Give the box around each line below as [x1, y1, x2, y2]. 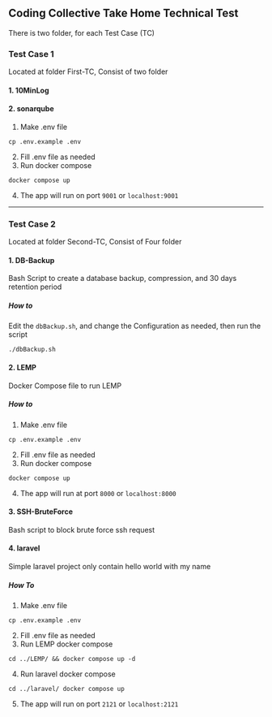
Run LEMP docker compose [19, 639, 113, 649]
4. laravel [8, 543, 40, 553]
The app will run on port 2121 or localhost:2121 [19, 698, 179, 709]
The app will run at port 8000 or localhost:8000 [19, 488, 176, 498]
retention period [8, 282, 62, 292]
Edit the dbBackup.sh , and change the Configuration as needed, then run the [8, 321, 261, 331]
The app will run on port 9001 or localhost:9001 [19, 190, 179, 200]
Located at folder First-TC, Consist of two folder [8, 67, 168, 76]
